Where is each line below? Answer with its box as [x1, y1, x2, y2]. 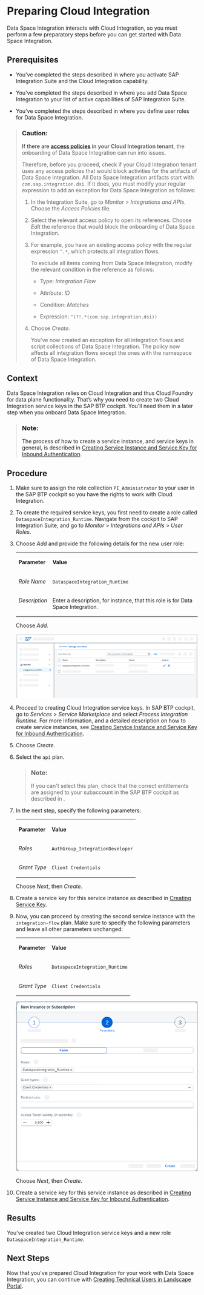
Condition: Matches [39, 301, 90, 309]
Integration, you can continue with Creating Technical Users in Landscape [7, 1276, 191, 1283]
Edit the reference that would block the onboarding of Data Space [30, 223, 196, 230]
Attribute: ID [39, 289, 70, 297]
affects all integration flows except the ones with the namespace [30, 349, 192, 357]
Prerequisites [7, 55, 59, 65]
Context [7, 373, 38, 383]
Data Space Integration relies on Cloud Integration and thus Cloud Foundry [7, 389, 193, 397]
